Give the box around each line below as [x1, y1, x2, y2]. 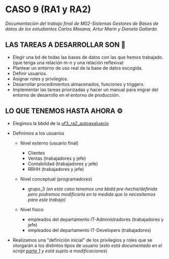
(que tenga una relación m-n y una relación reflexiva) [12, 60, 124, 66]
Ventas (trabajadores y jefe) [27, 155, 86, 161]
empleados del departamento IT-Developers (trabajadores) [27, 227, 151, 233]
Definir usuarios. [12, 70, 47, 76]
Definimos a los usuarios [12, 130, 64, 136]
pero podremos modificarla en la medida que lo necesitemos [27, 191, 156, 197]
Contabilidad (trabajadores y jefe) [27, 160, 98, 166]
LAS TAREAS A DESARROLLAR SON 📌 [5, 41, 126, 49]
